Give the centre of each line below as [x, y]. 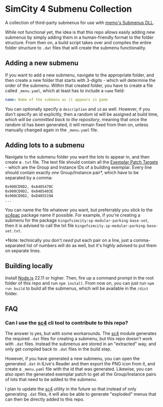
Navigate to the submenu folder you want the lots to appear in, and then [77, 157]
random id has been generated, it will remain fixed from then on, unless [77, 125]
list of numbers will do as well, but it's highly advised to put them [92, 245]
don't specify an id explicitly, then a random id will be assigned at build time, [82, 114]
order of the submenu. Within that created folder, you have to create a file [79, 85]
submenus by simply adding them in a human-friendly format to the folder [79, 37]
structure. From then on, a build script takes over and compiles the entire [78, 42]
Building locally [29, 266]
